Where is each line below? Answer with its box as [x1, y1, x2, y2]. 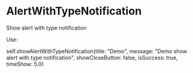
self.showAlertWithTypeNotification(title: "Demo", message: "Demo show [6, 47, 187, 55]
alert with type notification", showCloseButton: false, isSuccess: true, [6, 54, 178, 61]
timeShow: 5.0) [6, 60, 44, 68]
